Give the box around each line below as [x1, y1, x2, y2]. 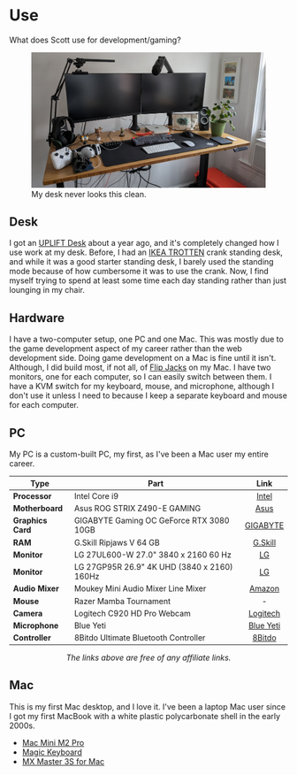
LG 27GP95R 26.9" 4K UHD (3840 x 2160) [73, 562, 233, 572]
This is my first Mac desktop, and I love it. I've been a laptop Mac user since [9, 701, 286, 712]
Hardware [9, 311, 65, 326]
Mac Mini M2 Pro [21, 737, 85, 748]
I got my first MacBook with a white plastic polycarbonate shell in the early [9, 710, 281, 721]
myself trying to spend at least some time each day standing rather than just [9, 275, 287, 286]
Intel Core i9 [73, 490, 119, 501]
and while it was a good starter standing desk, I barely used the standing [9, 257, 274, 267]
